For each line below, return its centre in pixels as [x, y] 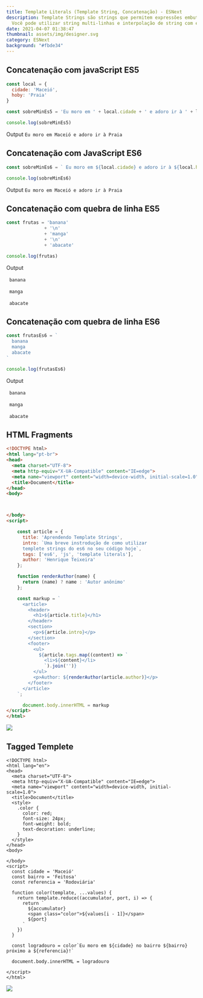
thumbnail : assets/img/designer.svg [52, 34]
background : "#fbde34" [35, 46]
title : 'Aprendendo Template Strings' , [72, 537]
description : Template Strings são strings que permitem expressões [94, 18]
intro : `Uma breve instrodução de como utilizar [85, 543]
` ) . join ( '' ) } [61, 666]
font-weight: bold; [47, 824]
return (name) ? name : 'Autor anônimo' [74, 582]
